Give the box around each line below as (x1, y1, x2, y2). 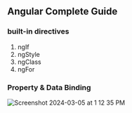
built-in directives (7, 27, 70, 36)
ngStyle (17, 50, 40, 58)
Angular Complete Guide (7, 6, 118, 18)
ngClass (17, 58, 41, 66)
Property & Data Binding (7, 82, 91, 92)
